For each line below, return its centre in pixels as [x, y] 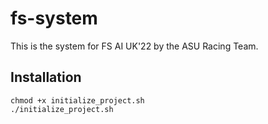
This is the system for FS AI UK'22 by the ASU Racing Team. [134, 46]
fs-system [54, 18]
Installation [46, 77]
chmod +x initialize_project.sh [77, 100]
